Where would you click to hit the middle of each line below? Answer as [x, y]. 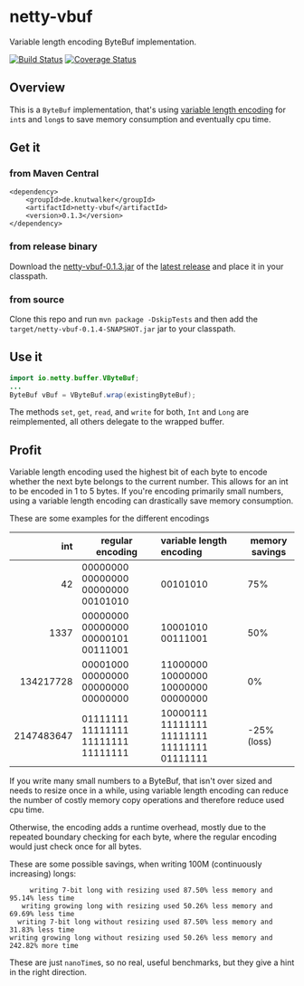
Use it [26, 357]
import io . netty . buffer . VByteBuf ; [75, 378]
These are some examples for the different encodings [109, 519]
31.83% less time [42, 930]
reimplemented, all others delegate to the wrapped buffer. [117, 422]
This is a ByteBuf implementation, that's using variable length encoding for [148, 110]
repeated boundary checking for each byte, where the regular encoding [143, 837]
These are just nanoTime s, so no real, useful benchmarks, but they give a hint [152, 962]
